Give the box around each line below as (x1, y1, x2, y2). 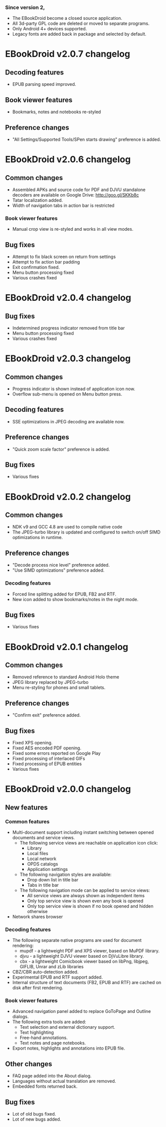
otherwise (27, 908, 48, 914)
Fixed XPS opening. (12, 740, 53, 746)
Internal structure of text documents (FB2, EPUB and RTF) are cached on (12, 980, 162, 986)
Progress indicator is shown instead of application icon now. (12, 386, 135, 392)
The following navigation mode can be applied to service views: (19, 887, 150, 893)
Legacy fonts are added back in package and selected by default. (12, 31, 147, 37)
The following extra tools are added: (12, 1019, 87, 1025)
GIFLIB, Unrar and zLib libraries (19, 964, 84, 970)
